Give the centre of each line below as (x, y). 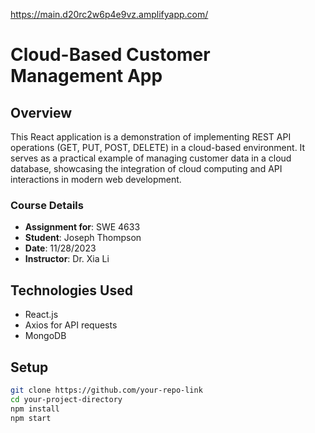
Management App (86, 76)
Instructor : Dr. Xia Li (67, 259)
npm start (31, 418)
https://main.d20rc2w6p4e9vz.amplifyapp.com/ (109, 14)
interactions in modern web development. (96, 179)
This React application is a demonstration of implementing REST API (151, 137)
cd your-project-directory (66, 399)
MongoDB (45, 336)
